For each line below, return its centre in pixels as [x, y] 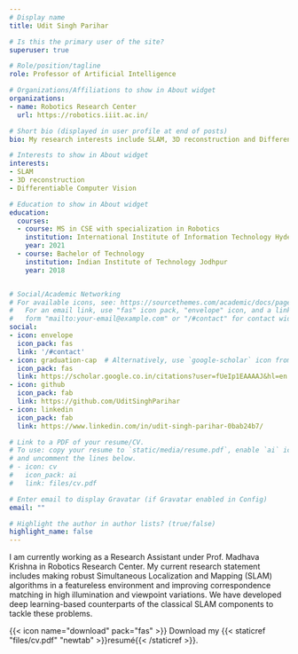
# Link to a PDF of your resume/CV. [77, 442]
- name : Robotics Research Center [73, 106]
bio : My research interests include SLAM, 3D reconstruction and [132, 139]
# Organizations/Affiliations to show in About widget [113, 91]
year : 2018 [45, 270]
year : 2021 [45, 246]
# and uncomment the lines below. [73, 459]
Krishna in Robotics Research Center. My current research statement [135, 567]
